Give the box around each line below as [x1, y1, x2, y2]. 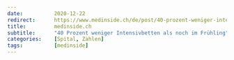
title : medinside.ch [7, 23, 92, 30]
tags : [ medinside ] [7, 42, 89, 49]
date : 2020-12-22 [7, 10, 86, 17]
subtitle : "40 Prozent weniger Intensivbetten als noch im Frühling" [7, 29, 229, 37]
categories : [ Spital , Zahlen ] [7, 36, 104, 43]
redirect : [7, 17, 36, 23]
